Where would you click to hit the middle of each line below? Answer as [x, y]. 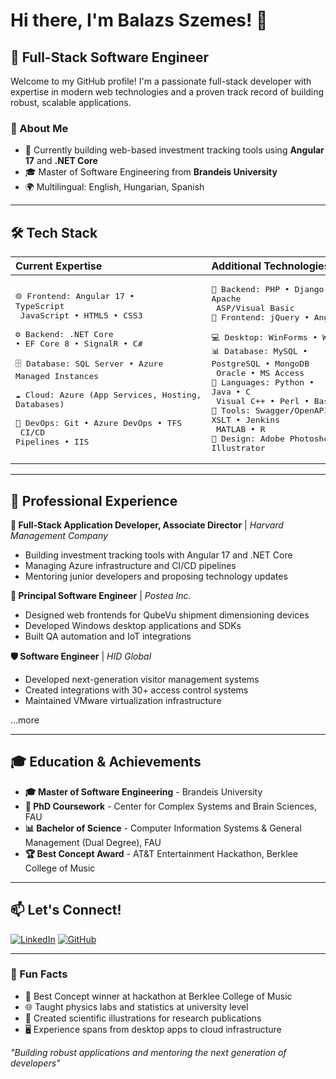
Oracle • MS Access [260, 373]
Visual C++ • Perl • [263, 401]
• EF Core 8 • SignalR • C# [79, 343]
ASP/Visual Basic [255, 308]
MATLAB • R [241, 429]
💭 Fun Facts [39, 974]
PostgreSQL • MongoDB [260, 364]
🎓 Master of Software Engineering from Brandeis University [151, 172]
